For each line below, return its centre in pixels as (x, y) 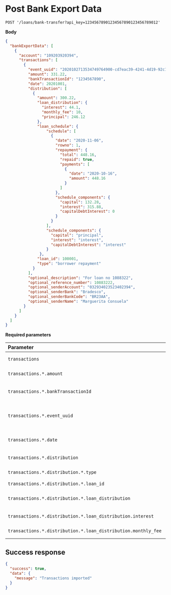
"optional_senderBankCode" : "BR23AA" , (69, 297)
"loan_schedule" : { (58, 126)
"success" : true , (28, 569)
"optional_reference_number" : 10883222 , (71, 282)
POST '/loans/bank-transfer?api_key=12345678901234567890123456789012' (83, 22)
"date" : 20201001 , (47, 84)
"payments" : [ (75, 164)
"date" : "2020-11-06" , (79, 140)
